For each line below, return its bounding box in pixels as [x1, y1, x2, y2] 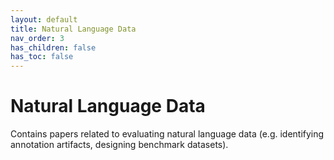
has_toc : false [10, 52, 74, 62]
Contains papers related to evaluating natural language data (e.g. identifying [10, 128, 325, 140]
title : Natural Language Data [10, 24, 137, 34]
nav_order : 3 [10, 33, 65, 43]
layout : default [10, 14, 78, 25]
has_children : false [10, 42, 97, 53]
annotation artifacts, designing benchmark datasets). [10, 139, 229, 151]
